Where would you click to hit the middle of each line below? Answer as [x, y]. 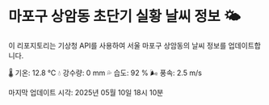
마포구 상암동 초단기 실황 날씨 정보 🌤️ [124, 17]
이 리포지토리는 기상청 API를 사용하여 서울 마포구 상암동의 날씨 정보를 [118, 45]
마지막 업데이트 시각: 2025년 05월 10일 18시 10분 [86, 92]
